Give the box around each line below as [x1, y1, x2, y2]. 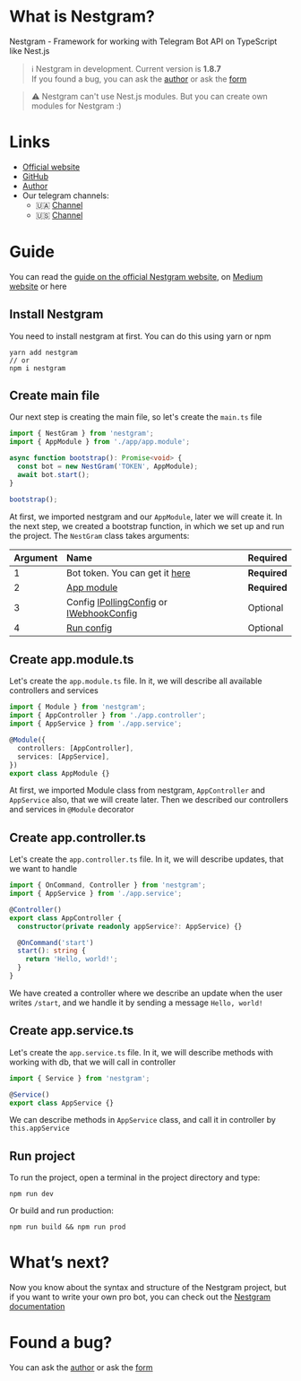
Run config [66, 621, 113, 634]
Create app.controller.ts [9, 829, 146, 845]
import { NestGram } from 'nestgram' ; [9, 429, 154, 439]
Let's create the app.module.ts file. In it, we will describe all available [9, 675, 262, 687]
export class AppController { [9, 913, 123, 923]
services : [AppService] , [17, 751, 110, 761]
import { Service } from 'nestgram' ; [9, 1073, 150, 1082]
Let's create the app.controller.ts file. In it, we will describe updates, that [9, 854, 284, 864]
